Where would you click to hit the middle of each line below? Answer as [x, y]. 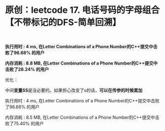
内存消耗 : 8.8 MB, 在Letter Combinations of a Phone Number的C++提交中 [81, 63]
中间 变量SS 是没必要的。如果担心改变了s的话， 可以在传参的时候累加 [74, 90]
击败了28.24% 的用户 [27, 69]
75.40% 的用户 [29, 123]
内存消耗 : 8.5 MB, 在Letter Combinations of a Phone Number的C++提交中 [80, 117]
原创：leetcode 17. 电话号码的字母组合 [82, 10]
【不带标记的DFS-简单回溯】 [63, 22]
